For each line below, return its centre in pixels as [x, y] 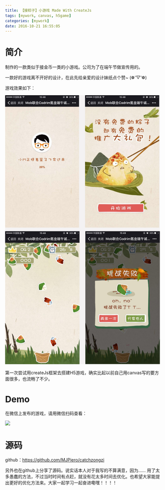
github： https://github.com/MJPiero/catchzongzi [55, 460]
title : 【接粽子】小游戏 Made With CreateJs [48, 10]
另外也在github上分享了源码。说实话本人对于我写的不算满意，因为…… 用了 [80, 470]
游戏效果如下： [20, 88]
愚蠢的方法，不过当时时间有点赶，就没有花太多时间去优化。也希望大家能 [82, 477]
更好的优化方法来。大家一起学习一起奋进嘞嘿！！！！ [63, 483]
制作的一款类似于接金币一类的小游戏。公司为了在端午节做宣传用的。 [74, 67]
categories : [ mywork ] [27, 21]
